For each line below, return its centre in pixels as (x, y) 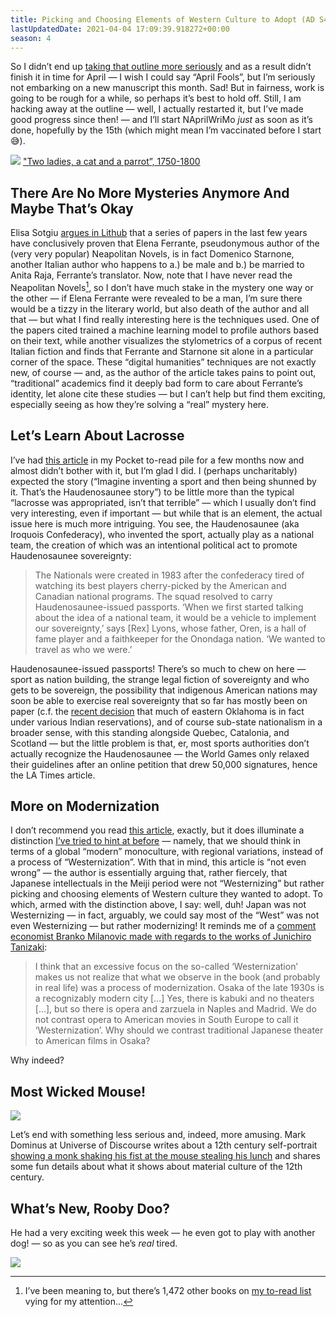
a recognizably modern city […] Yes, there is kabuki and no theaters (174, 998)
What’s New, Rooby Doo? (90, 1208)
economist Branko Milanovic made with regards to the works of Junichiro (161, 937)
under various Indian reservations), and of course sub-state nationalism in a (166, 722)
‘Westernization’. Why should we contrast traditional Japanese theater (179, 1030)
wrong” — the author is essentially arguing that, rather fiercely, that (149, 873)
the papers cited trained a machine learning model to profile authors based (165, 330)
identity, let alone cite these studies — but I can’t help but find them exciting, (168, 393)
